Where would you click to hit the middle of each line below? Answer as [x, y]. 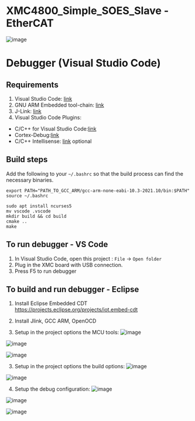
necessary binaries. [30, 180]
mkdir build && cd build [36, 216]
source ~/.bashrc [27, 196]
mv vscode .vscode [28, 211]
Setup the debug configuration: [52, 389]
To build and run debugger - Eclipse [73, 289]
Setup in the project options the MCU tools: [67, 333]
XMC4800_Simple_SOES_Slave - [88, 11]
